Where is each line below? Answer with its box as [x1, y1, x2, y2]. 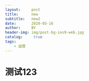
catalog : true [5, 35, 43, 40]
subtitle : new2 [5, 16, 41, 21]
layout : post [5, 7, 41, 12]
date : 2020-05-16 [5, 21, 54, 26]
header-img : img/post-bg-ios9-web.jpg [5, 30, 84, 35]
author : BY [5, 26, 36, 30]
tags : [5, 39, 16, 44]
